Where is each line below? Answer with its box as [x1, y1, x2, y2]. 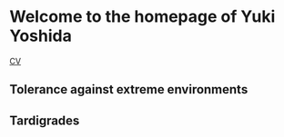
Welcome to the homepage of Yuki [9, 6, 276, 27]
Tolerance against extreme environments [9, 82, 248, 97]
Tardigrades [9, 113, 80, 128]
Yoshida [9, 25, 73, 46]
